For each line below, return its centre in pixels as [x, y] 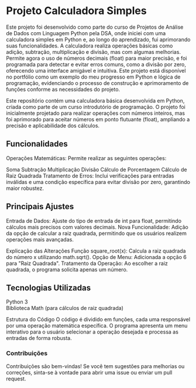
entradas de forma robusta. [39, 338]
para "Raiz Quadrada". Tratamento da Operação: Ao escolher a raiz [87, 263]
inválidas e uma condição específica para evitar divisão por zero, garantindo [98, 182]
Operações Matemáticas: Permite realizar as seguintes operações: [86, 158]
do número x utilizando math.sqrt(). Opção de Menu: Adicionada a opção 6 [97, 257]
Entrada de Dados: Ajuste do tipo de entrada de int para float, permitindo [94, 220]
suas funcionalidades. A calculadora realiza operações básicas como [90, 46]
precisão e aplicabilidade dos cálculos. [53, 125]
